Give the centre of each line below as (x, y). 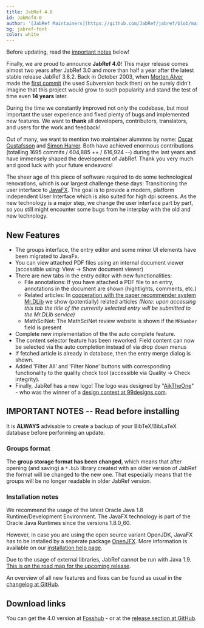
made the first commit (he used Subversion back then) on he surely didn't (99, 84)
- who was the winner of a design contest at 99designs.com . (91, 392)
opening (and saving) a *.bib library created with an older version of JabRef (102, 468)
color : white (23, 35)
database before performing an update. (56, 432)
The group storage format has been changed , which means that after (94, 462)
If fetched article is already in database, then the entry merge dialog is (103, 353)
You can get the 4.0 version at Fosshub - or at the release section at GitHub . (102, 618)
